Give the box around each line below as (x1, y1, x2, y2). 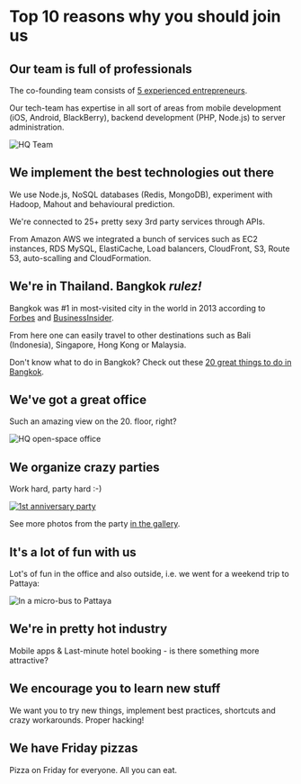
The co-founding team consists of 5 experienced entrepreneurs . (9, 86, 248, 95)
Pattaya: (9, 578, 40, 589)
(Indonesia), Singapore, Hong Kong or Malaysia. (9, 339, 187, 350)
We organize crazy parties (9, 459, 160, 474)
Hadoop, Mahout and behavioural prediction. (9, 198, 175, 209)
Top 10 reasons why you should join (9, 6, 281, 27)
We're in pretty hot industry (9, 621, 168, 636)
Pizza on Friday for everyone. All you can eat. (9, 764, 178, 775)
